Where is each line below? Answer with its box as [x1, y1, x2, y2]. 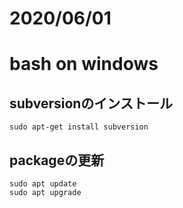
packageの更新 [9, 152, 105, 169]
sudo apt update [9, 179, 77, 189]
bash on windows [9, 53, 159, 76]
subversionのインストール [9, 95, 173, 112]
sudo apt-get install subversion [9, 122, 149, 132]
